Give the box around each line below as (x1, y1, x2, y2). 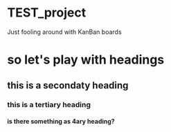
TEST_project (7, 5, 87, 21)
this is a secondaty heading (7, 79, 129, 91)
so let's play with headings (7, 52, 165, 68)
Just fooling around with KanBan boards (7, 28, 123, 36)
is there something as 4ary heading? (7, 117, 116, 126)
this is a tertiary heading (7, 100, 91, 110)
